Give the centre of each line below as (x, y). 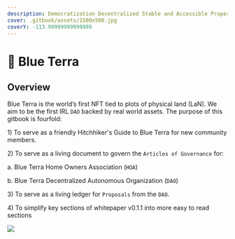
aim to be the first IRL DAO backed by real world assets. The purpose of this (115, 111)
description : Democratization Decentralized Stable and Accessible (108, 14)
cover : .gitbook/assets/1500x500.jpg (62, 20)
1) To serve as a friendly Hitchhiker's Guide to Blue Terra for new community (117, 132)
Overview (29, 87)
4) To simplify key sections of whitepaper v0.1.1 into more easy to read (108, 208)
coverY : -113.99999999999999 (50, 27)
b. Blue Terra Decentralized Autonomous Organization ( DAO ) (93, 181)
